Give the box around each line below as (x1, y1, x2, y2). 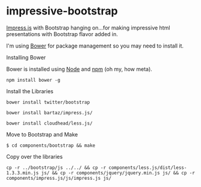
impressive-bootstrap (6, 4, 119, 18)
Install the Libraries (6, 87, 54, 94)
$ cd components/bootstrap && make (6, 143, 96, 149)
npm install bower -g (6, 77, 61, 83)
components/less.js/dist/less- (108, 164, 187, 171)
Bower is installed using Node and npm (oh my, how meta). (6, 65, 152, 73)
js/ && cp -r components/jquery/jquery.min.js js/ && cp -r (41, 170, 196, 176)
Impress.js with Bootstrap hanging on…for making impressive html (6, 24, 170, 31)
